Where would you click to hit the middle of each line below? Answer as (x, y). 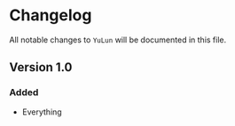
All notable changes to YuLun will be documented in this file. (118, 40)
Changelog (51, 15)
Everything (42, 112)
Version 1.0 (41, 67)
